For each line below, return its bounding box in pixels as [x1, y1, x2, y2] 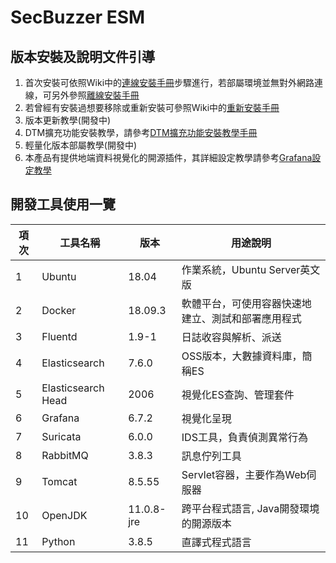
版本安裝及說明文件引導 [10, 48, 155, 65]
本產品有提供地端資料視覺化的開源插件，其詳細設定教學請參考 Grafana [24, 152, 313, 163]
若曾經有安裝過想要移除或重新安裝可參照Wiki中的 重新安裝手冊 [24, 102, 280, 113]
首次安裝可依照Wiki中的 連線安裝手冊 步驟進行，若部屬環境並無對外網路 [24, 77, 315, 88]
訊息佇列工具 [181, 449, 242, 463]
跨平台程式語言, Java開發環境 [181, 501, 320, 515]
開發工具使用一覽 [10, 196, 116, 213]
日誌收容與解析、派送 [181, 330, 282, 344]
